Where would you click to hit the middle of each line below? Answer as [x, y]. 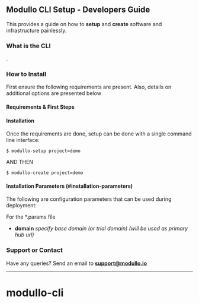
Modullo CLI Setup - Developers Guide [78, 10]
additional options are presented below [54, 93]
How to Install [26, 74]
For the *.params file [31, 217]
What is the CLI [28, 46]
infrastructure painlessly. [36, 30]
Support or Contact [35, 250]
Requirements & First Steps [41, 107]
